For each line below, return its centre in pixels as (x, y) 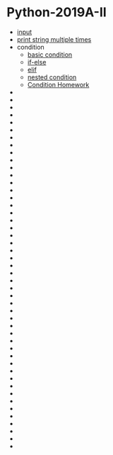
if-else (37, 62)
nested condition (52, 77)
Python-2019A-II (56, 12)
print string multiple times (54, 39)
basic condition (50, 55)
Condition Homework (58, 84)
